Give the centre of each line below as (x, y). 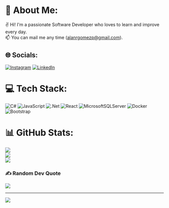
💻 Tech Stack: (36, 88)
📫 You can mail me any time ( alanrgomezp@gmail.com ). (64, 37)
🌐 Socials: (22, 55)
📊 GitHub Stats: (39, 132)
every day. (16, 32)
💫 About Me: (32, 10)
